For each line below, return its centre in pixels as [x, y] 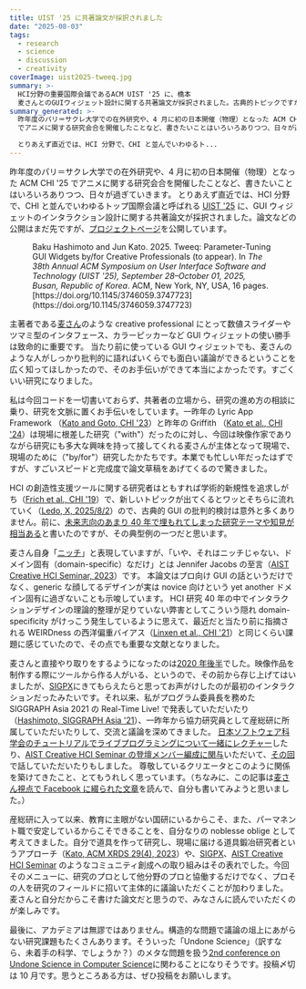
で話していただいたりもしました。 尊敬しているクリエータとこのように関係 [150, 766]
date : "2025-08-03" [46, 26]
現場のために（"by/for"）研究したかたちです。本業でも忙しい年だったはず [148, 457]
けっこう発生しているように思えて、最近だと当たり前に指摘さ [174, 621]
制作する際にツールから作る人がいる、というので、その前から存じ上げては [149, 675]
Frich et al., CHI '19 [61, 499]
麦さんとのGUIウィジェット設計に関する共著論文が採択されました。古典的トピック [149, 103]
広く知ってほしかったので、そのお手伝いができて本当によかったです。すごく [153, 369]
